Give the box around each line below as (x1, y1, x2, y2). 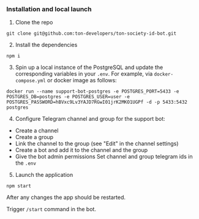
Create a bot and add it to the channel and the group (15, 146, 148, 154)
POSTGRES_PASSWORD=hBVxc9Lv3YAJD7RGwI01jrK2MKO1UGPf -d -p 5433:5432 (6, 99, 188, 106)
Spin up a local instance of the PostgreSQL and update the (15, 63, 163, 71)
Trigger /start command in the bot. (6, 206, 97, 213)
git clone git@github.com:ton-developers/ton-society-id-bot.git (6, 31, 176, 37)
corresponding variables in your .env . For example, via (15, 70, 153, 77)
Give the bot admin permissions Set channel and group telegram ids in (15, 153, 193, 160)
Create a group (15, 134, 54, 141)
